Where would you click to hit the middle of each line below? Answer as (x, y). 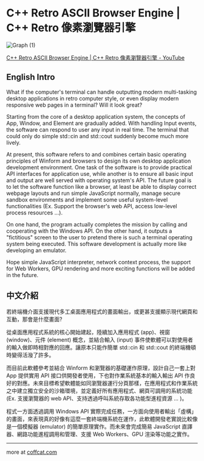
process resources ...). (34, 213)
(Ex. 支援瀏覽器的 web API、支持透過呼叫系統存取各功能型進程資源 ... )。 (97, 398)
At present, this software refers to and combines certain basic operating (97, 154)
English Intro (31, 77)
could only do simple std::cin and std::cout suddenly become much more (97, 136)
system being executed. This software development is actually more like (97, 244)
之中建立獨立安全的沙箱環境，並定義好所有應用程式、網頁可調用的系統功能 (99, 390)
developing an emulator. (36, 250)
